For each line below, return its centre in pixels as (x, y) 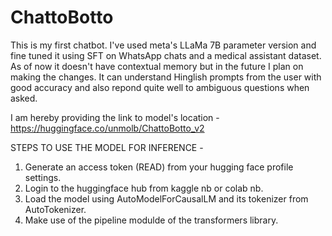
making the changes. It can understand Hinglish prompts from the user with (166, 77)
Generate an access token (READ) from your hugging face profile (159, 167)
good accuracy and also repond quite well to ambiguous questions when (160, 87)
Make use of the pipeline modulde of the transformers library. (151, 220)
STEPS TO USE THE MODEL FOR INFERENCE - (107, 147)
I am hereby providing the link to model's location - (115, 117)
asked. (24, 98)
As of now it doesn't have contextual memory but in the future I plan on (157, 66)
